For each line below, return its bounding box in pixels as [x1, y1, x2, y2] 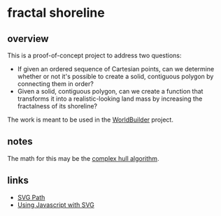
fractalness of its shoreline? [17, 102, 98, 110]
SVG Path [17, 193, 45, 201]
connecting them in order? [17, 80, 94, 88]
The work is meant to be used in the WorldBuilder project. [7, 115, 173, 124]
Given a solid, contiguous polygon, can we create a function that [17, 87, 204, 95]
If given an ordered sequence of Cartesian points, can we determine [17, 65, 215, 73]
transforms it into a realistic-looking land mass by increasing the [17, 94, 203, 103]
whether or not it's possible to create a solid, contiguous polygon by [17, 72, 214, 80]
